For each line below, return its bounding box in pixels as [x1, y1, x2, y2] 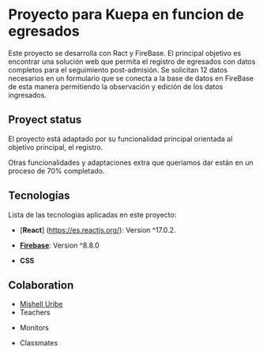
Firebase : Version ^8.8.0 [19, 240, 100, 250]
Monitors [19, 323, 49, 333]
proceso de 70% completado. [8, 166, 105, 175]
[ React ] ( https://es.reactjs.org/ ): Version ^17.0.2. [19, 225, 176, 234]
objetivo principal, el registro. [8, 142, 103, 151]
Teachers [19, 307, 51, 317]
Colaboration [8, 278, 74, 292]
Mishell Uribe [19, 300, 63, 309]
